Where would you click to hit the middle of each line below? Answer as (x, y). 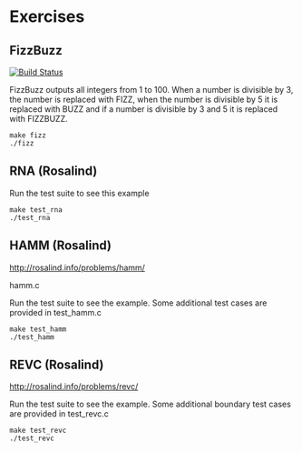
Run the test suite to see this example (79, 193)
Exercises (47, 17)
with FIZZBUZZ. (39, 119)
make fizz (28, 136)
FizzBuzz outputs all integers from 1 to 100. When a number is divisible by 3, (151, 90)
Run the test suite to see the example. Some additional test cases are (138, 303)
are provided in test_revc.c (59, 414)
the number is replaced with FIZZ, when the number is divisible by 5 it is (144, 99)
